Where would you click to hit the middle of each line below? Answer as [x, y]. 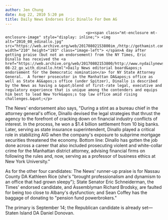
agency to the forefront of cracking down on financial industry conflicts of [81, 119]
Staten [12, 213]
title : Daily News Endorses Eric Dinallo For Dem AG [61, 19]
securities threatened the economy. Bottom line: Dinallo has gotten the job [81, 140]
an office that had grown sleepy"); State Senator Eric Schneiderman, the [79, 182]
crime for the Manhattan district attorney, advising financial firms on [75, 151]
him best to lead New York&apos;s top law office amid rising [71, 94]
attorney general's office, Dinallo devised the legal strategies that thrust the [83, 114]
